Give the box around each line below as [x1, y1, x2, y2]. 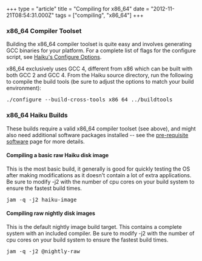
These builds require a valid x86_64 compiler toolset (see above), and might [6, 124, 196, 132]
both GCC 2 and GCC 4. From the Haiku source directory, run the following [6, 72, 193, 79]
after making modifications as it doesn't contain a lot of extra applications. [6, 171, 192, 178]
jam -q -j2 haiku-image [6, 196, 77, 203]
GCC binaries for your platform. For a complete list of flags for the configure [6, 47, 196, 54]
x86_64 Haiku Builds [6, 111, 68, 120]
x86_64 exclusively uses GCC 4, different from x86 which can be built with [6, 65, 193, 72]
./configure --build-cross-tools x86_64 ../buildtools [6, 97, 173, 103]
